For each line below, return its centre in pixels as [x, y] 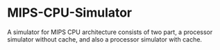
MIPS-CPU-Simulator [70, 13]
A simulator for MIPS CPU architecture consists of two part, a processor [110, 32]
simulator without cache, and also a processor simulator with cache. [105, 39]
